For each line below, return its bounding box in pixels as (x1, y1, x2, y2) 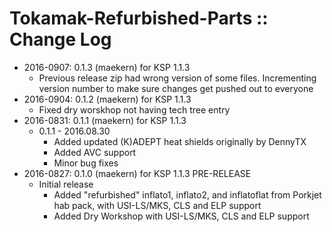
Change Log (9, 28, 112, 51)
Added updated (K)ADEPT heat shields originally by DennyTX (53, 135, 307, 147)
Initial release (38, 178, 94, 190)
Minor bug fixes (53, 157, 119, 169)
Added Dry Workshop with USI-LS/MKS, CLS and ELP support (53, 210, 310, 222)
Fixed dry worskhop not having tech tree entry (38, 103, 231, 116)
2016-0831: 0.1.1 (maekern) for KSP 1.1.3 (23, 114, 187, 126)
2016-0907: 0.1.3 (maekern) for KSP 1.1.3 (23, 61, 191, 73)
